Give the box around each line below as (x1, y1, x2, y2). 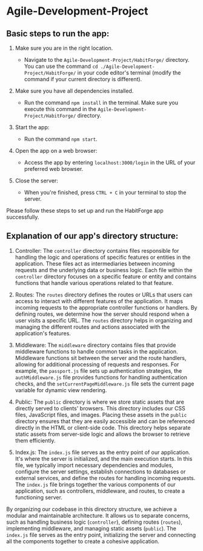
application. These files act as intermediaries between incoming (15, 259, 175, 267)
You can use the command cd (24, 62, 98, 70)
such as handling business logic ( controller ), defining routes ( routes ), (6, 518, 183, 526)
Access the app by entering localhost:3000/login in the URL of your (24, 159, 196, 166)
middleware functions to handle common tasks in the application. (15, 347, 178, 355)
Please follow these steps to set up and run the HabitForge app (6, 207, 164, 214)
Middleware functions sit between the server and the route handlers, (15, 354, 187, 361)
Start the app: (15, 124, 50, 131)
